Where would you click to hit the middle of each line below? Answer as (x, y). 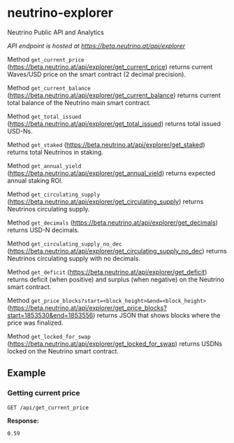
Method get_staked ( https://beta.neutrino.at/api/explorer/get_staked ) (106, 144)
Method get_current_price (46, 59)
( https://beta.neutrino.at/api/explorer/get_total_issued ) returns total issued (114, 123)
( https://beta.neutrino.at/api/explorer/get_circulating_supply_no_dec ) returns (117, 251)
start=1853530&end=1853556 (50, 315)
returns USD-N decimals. (43, 230)
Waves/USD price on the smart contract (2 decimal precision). (97, 74)
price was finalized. (35, 323)
